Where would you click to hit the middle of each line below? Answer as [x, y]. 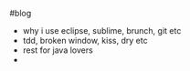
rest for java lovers [58, 50]
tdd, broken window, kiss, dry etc [85, 41]
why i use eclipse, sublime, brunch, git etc [102, 30]
